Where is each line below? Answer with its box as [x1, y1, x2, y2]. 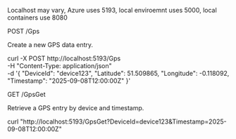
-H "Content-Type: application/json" [7, 62, 112, 69]
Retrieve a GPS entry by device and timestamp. [7, 104, 144, 112]
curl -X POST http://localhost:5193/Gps [7, 54, 121, 62]
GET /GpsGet [7, 91, 46, 98]
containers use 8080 [7, 13, 68, 22]
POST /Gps [7, 27, 40, 35]
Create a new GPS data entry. [7, 41, 94, 48]
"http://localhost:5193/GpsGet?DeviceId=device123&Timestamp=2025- [20, 117, 227, 126]
